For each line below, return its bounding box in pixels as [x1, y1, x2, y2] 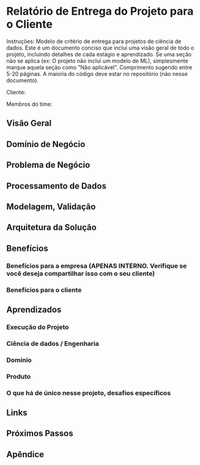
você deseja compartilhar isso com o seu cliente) [6, 269, 155, 278]
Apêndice [6, 449, 45, 459]
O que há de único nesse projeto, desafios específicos [6, 388, 171, 397]
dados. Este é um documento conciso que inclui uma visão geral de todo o [6, 44, 194, 51]
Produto [6, 372, 31, 380]
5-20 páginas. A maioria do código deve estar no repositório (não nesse [6, 70, 188, 77]
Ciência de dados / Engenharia [6, 339, 99, 347]
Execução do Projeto [6, 323, 69, 331]
